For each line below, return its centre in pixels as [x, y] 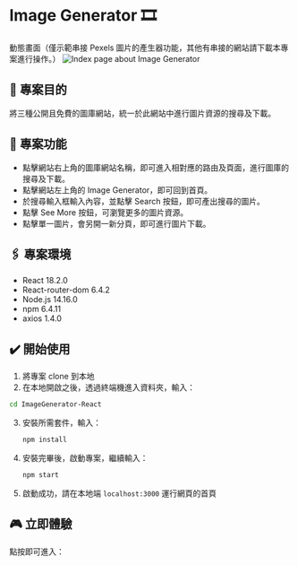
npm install [44, 440]
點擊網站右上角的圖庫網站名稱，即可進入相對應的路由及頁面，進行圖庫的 [155, 167]
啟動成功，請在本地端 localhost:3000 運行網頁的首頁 [119, 493]
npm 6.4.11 [41, 309]
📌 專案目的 [38, 90]
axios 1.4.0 [42, 318]
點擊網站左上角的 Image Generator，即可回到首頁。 [117, 190]
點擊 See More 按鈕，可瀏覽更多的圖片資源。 [105, 212]
